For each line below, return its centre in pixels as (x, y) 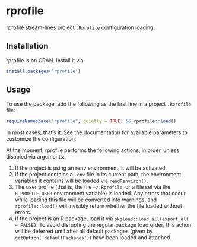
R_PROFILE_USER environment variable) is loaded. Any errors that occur (100, 194)
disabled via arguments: (36, 157)
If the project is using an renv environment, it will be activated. (91, 168)
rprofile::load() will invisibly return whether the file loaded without (99, 206)
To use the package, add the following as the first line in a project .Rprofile (99, 104)
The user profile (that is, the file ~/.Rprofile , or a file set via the (93, 187)
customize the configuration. (41, 139)
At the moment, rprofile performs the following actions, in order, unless (93, 150)
